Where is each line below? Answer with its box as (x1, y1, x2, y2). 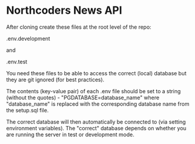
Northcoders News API (6, 4, 122, 17)
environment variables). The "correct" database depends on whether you (6, 124, 187, 131)
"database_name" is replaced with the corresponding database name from (6, 100, 190, 108)
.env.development (6, 35, 51, 42)
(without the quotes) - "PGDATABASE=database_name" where (6, 94, 160, 101)
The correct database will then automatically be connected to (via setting (6, 118, 186, 125)
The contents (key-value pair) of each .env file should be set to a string (6, 87, 181, 94)
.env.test (6, 58, 28, 65)
